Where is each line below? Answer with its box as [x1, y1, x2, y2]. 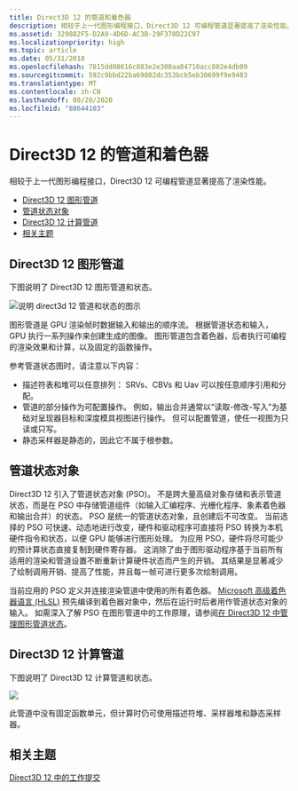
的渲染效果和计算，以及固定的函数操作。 [9, 342, 157, 352]
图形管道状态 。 [16, 618, 72, 629]
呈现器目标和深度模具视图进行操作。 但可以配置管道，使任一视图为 [37, 413, 281, 423]
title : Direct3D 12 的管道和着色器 [9, 12, 131, 22]
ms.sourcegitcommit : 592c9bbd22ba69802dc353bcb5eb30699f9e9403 [9, 71, 248, 80]
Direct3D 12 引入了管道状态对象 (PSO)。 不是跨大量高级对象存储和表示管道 [9, 488, 282, 499]
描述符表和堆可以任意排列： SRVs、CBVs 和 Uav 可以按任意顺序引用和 [21, 379, 279, 390]
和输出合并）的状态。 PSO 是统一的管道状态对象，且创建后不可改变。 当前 [9, 510, 281, 521]
